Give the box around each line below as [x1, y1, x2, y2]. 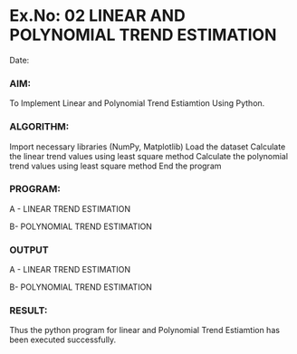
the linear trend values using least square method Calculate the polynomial [9, 150, 288, 161]
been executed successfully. [9, 334, 117, 345]
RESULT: [9, 304, 48, 317]
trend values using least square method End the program [9, 160, 222, 171]
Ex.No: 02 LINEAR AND [9, 5, 186, 26]
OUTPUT [9, 244, 49, 256]
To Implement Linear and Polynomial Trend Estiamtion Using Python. [9, 98, 265, 109]
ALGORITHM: [9, 120, 70, 133]
